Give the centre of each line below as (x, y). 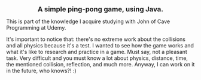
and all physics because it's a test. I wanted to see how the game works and (100, 46)
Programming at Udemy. (36, 28)
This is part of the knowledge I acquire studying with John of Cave (88, 21)
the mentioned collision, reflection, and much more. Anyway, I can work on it (100, 65)
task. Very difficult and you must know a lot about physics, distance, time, (97, 58)
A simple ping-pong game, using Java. (100, 9)
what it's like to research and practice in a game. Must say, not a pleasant (97, 52)
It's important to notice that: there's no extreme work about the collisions (96, 39)
